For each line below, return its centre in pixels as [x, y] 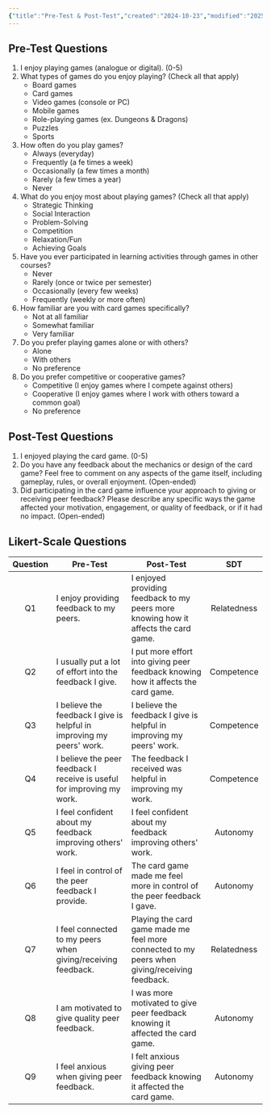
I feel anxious [81, 1067]
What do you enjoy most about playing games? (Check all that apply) [134, 197]
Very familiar [53, 334]
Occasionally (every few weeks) [85, 291]
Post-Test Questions [61, 437]
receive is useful [87, 779]
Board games [54, 85]
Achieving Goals [59, 248]
